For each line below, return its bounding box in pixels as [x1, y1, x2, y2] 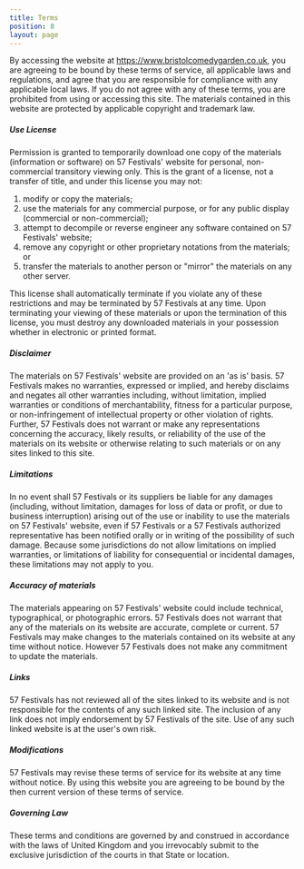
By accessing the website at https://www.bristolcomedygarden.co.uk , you [9, 55, 286, 66]
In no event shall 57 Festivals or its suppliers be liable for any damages [9, 491, 274, 502]
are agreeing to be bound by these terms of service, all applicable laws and [9, 64, 291, 75]
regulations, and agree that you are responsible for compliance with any [9, 74, 279, 85]
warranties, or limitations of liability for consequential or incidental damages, [9, 549, 296, 560]
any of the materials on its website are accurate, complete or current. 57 [9, 622, 279, 633]
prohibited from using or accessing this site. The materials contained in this [9, 94, 291, 104]
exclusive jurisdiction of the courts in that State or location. [9, 850, 230, 861]
